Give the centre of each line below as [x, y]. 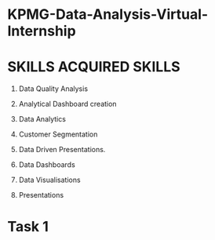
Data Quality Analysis [53, 89]
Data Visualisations [49, 180]
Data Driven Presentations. [62, 150]
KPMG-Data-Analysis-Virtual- [108, 15]
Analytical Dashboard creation [67, 104]
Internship [42, 31]
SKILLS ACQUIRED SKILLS [94, 67]
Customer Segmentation [58, 134]
